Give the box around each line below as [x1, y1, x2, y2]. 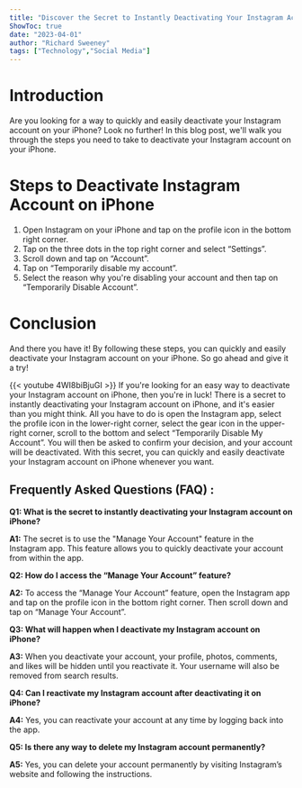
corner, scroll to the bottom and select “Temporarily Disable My [28, 427, 263, 438]
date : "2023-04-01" [9, 30, 83, 39]
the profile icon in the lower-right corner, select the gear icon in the [9, 418, 258, 429]
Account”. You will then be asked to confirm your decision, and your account [9, 437, 293, 448]
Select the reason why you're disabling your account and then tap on [22, 272, 279, 283]
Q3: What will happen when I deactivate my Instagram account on [9, 623, 261, 635]
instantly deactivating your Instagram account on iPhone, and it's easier [9, 398, 275, 410]
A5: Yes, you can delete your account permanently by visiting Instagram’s [9, 758, 283, 770]
